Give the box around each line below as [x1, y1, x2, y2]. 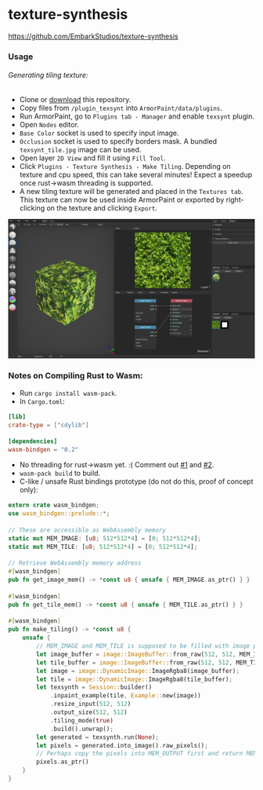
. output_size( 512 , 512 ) [49, 708, 128, 716]
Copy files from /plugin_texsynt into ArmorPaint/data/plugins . [19, 104, 223, 113]
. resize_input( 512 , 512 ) [49, 700, 131, 708]
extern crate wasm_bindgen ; [8, 501, 100, 510]
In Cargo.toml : [19, 397, 65, 406]
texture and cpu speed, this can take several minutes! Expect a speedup [19, 170, 253, 180]
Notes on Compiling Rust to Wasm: [8, 371, 143, 382]
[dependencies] [8, 437, 58, 445]
